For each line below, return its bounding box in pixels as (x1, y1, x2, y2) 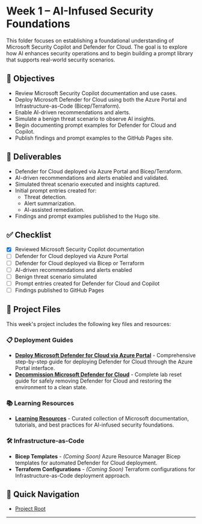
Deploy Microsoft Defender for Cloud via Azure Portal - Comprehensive (14, 351, 196, 359)
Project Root (14, 505, 46, 513)
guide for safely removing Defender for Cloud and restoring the (14, 377, 172, 384)
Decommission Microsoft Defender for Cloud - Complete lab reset (14, 371, 182, 378)
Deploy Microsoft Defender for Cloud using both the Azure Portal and (14, 96, 187, 103)
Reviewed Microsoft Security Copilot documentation (14, 245, 144, 253)
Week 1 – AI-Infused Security (6, 4, 154, 18)
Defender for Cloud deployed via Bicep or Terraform (14, 259, 144, 267)
